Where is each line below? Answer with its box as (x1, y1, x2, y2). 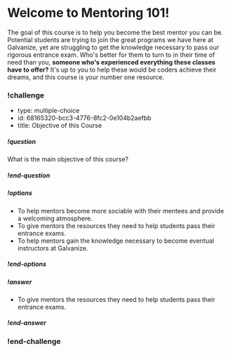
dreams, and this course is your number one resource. (7, 72, 165, 81)
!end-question (7, 171, 51, 180)
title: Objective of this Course (17, 121, 103, 130)
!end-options (7, 260, 47, 268)
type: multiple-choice (17, 107, 80, 115)
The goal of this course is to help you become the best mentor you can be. (7, 28, 223, 36)
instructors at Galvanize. (17, 244, 88, 252)
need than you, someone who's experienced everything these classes (7, 58, 216, 66)
